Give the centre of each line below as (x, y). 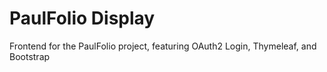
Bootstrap (30, 56)
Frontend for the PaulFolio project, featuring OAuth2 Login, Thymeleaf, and (163, 46)
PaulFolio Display (82, 18)
